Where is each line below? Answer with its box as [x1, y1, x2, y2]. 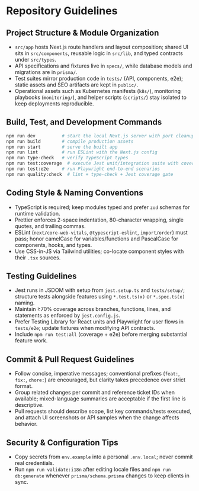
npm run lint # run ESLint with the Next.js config [6, 149, 158, 155]
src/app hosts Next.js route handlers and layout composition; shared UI [14, 43, 188, 50]
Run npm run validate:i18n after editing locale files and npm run [14, 466, 171, 473]
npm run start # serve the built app [6, 144, 118, 150]
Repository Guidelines [6, 4, 118, 18]
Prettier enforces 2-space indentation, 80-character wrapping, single [14, 216, 184, 223]
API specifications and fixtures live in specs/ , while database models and [14, 62, 192, 69]
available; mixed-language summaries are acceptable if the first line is [14, 395, 186, 402]
